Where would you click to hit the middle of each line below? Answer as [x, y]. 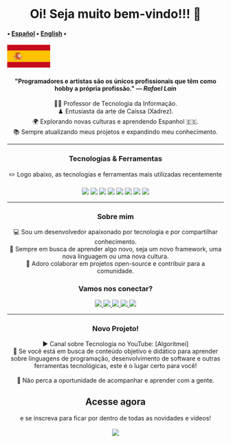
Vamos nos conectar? [115, 288]
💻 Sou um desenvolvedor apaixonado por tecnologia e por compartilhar [115, 231]
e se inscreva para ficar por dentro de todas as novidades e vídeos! [115, 418]
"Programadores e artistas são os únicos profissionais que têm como [115, 81]
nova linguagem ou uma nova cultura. [115, 256]
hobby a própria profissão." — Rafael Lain [115, 88]
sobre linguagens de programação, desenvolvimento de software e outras [115, 358]
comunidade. [115, 271]
